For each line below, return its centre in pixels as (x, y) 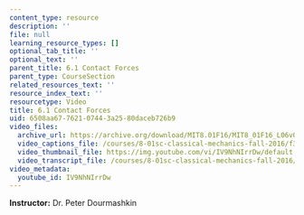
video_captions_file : (58, 144)
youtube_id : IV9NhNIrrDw (64, 177)
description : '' (40, 26)
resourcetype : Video (48, 102)
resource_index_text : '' (56, 93)
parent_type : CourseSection (62, 77)
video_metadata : (40, 169)
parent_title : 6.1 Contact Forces (75, 69)
